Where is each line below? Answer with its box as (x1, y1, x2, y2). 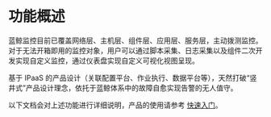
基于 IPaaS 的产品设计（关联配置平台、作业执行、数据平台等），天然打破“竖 (8, 73, 257, 82)
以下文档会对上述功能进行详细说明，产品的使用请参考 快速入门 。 (8, 100, 223, 110)
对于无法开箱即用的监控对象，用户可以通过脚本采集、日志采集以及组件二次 (8, 45, 256, 55)
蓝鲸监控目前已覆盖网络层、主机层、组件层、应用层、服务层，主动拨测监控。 (8, 36, 263, 45)
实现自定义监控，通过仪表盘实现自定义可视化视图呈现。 (15, 56, 199, 65)
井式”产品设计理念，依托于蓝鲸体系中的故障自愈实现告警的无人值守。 (8, 82, 238, 93)
